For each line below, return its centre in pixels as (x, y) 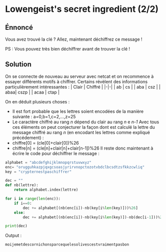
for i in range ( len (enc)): (33, 199)
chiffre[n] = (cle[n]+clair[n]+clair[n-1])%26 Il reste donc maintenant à (83, 148)
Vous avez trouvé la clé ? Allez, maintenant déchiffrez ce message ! (74, 39)
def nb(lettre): (22, 185)
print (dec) (16, 226)
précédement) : (28, 138)
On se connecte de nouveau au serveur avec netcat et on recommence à (80, 76)
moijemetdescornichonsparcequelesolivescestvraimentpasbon (67, 245)
